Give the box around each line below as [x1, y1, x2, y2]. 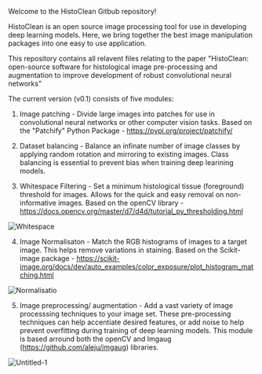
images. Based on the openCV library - [57, 198, 184, 207]
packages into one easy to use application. [8, 38, 147, 48]
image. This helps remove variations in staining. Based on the [19, 245, 218, 255]
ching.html [19, 270, 54, 280]
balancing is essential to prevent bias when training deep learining [19, 158, 234, 167]
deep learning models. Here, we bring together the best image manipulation [8, 31, 253, 39]
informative [19, 198, 56, 207]
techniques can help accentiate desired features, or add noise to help [19, 317, 245, 327]
